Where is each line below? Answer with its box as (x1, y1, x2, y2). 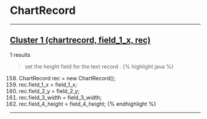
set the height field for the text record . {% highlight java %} (24, 63, 174, 70)
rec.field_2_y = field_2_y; (18, 87, 80, 94)
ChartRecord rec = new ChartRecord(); (18, 74, 116, 82)
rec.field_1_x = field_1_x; (18, 81, 77, 88)
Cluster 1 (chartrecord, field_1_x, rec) (10, 35, 151, 45)
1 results (10, 51, 31, 58)
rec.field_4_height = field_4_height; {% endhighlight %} (18, 100, 157, 108)
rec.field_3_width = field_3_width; (18, 94, 102, 101)
